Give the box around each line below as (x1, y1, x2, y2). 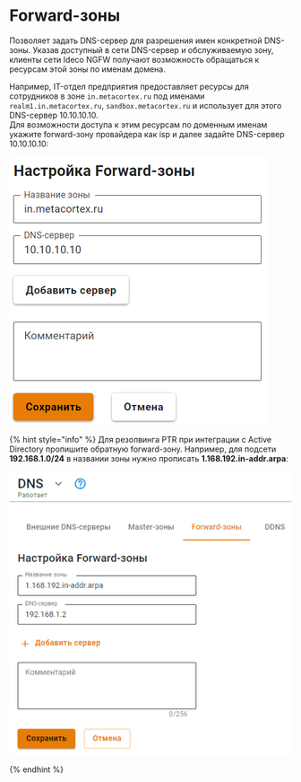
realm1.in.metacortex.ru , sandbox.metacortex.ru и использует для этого (9, 100, 282, 110)
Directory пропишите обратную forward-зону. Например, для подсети (9, 444, 277, 454)
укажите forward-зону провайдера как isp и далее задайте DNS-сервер (9, 128, 285, 139)
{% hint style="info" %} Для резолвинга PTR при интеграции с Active (9, 434, 271, 444)
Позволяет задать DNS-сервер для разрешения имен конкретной (9, 35, 262, 46)
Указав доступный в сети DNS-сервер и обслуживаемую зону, (32, 44, 274, 55)
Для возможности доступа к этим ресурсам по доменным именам (9, 119, 268, 130)
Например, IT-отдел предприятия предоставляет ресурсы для (9, 81, 249, 92)
